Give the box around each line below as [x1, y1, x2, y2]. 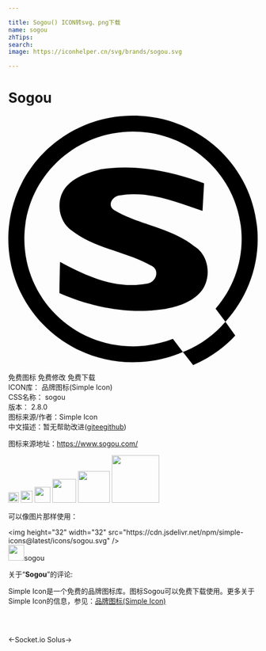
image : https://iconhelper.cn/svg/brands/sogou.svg [8, 48, 182, 56]
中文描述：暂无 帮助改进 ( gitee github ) [8, 422, 127, 432]
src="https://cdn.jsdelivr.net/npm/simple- [108, 527, 244, 537]
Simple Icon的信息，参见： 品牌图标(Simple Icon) [8, 596, 166, 606]
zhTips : [8, 33, 34, 41]
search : [8, 40, 34, 48]
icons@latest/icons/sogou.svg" [8, 536, 111, 546]
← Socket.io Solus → [8, 635, 73, 645]
